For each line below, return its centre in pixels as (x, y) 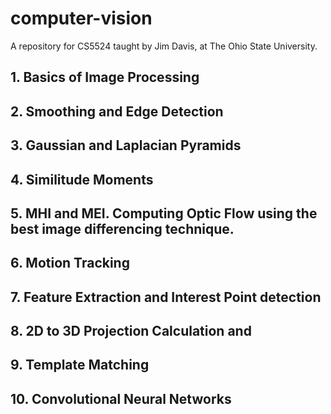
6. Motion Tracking (70, 263)
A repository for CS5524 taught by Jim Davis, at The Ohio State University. (164, 46)
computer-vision (81, 18)
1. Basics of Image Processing (105, 77)
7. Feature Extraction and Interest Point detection (166, 297)
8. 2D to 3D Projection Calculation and (131, 331)
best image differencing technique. (122, 228)
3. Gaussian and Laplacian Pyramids (126, 145)
